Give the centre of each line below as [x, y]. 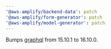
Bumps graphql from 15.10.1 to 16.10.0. [52, 40]
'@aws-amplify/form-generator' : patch [54, 17]
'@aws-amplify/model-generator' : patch [55, 23]
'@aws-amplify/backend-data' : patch [51, 12]
